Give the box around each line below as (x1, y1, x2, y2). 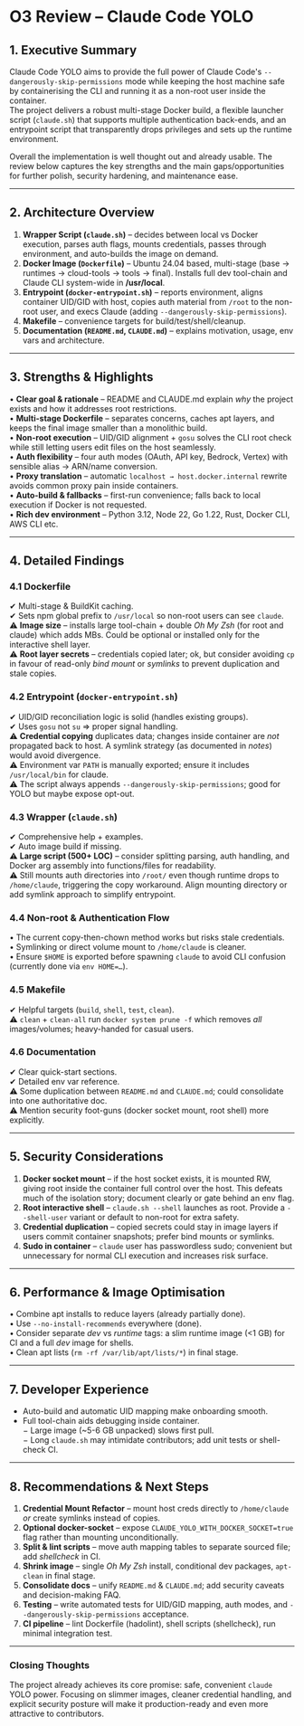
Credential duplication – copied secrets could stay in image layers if (22, 1221, 279, 1232)
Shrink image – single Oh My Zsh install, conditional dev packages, (22, 1560, 274, 1571)
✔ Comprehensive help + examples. (9, 830, 144, 842)
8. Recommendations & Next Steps (9, 1479, 210, 1494)
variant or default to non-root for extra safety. (69, 1211, 240, 1222)
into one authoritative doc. (9, 1095, 108, 1105)
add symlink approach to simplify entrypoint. (9, 888, 176, 899)
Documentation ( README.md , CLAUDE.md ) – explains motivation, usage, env (22, 325, 294, 336)
